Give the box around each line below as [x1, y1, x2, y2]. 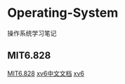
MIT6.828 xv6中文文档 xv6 [7, 69, 85, 78]
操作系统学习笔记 [7, 29, 57, 37]
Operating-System [7, 5, 119, 21]
